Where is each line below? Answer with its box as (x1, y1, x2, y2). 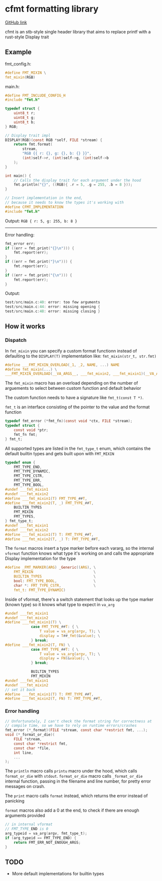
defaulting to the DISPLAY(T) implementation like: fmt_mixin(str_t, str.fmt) (5, 353, 157, 359)
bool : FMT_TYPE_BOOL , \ (13, 578, 96, 584)
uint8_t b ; (13, 120, 36, 125)
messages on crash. (5, 784, 45, 789)
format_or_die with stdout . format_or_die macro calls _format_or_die (5, 773, 143, 779)
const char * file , (13, 746, 51, 751)
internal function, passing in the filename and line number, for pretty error (5, 778, 151, 784)
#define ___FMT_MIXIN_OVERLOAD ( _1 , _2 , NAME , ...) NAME (5, 362, 120, 367)
